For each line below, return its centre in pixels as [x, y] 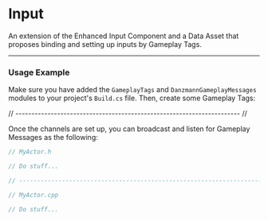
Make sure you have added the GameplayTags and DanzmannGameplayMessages [132, 90]
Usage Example [39, 72]
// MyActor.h [30, 152]
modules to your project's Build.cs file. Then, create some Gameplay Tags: [132, 98]
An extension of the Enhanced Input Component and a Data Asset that [124, 36]
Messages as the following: [53, 138]
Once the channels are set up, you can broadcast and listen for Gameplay [129, 129]
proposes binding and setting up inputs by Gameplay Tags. [105, 44]
